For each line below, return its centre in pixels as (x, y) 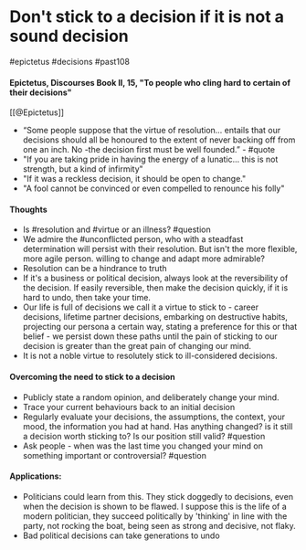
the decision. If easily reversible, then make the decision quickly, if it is (155, 288)
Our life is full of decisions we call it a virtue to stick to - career (140, 307)
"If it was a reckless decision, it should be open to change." (134, 179)
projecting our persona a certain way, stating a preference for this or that (160, 327)
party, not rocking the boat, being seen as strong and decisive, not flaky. (159, 525)
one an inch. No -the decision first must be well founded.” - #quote (149, 150)
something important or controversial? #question (115, 455)
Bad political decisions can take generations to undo (121, 535)
